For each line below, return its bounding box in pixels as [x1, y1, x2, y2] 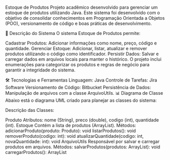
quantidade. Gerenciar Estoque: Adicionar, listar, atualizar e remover [5, 46, 148, 51]
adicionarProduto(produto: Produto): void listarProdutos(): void [5, 128, 136, 134]
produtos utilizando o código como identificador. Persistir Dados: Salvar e [5, 51, 159, 57]
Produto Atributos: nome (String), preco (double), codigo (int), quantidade [5, 117, 159, 123]
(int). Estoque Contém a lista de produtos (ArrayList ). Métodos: [5, 123, 137, 128]
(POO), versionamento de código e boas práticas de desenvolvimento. [5, 20, 152, 26]
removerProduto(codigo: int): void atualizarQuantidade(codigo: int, [5, 133, 144, 139]
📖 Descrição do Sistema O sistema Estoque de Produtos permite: [5, 30, 141, 36]
